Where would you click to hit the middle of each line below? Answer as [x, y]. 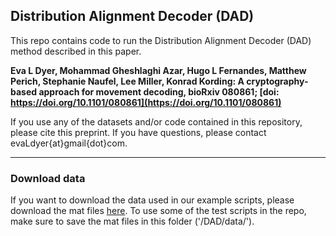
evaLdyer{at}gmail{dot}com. [69, 143]
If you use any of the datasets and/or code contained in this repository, [156, 121]
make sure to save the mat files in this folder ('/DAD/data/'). [132, 221]
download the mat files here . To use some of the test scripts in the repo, [158, 211]
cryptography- [277, 81]
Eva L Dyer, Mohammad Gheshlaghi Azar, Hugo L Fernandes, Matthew [158, 70]
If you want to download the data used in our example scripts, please [152, 200]
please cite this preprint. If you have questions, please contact [138, 132]
